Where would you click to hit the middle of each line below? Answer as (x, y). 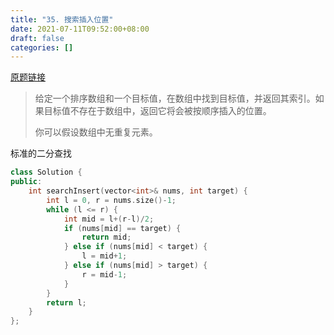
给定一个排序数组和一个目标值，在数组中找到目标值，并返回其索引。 (175, 98)
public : (26, 182)
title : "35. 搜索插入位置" (62, 19)
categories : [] (42, 47)
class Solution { (46, 172)
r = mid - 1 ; (104, 274)
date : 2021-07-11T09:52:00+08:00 (80, 29)
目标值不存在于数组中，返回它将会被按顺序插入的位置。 (157, 111)
